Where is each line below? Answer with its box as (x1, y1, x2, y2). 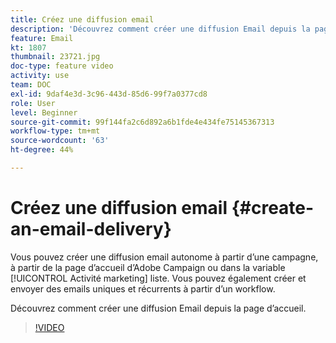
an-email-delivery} (10, 218, 172, 241)
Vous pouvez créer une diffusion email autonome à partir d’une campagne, (10, 251, 319, 263)
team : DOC (10, 80, 52, 90)
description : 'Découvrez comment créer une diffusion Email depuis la (10, 24, 311, 34)
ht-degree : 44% (10, 145, 74, 155)
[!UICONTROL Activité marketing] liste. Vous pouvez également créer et (10, 272, 307, 284)
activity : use (10, 71, 70, 81)
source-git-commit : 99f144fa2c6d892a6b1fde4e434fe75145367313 (10, 117, 275, 127)
